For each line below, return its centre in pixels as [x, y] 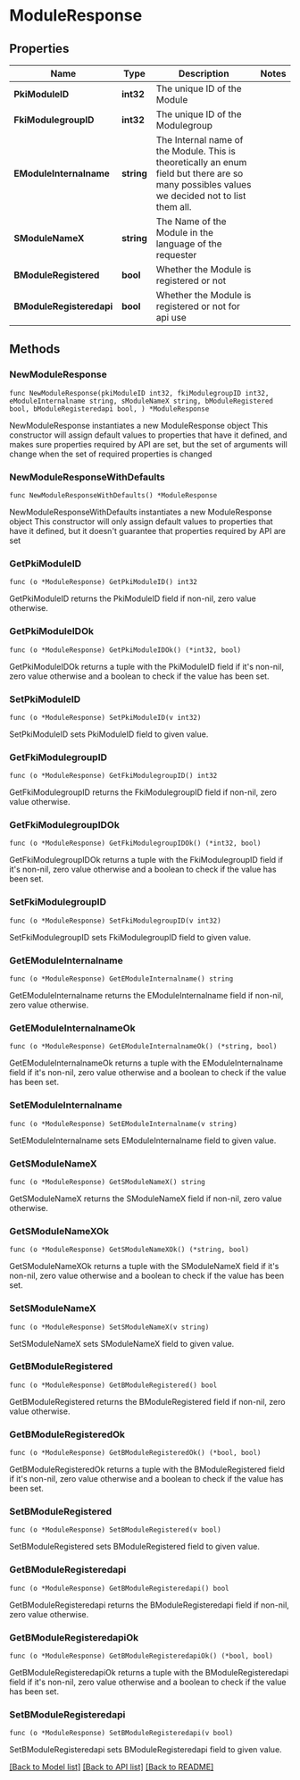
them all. [174, 207]
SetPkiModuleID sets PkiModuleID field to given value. [109, 734]
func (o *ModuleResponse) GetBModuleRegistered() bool [113, 1385]
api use [171, 318]
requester [176, 255]
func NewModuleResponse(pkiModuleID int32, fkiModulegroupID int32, [139, 393]
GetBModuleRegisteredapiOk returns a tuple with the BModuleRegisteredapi [149, 1673]
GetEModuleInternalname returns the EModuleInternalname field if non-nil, [146, 996]
